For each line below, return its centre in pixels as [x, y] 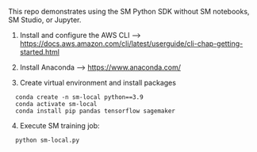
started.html [39, 52]
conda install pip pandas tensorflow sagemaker [96, 111]
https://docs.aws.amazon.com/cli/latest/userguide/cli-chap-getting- [131, 44]
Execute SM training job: [60, 125]
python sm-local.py [48, 140]
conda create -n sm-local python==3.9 [80, 97]
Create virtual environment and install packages [98, 83]
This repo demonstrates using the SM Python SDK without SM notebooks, [129, 11]
